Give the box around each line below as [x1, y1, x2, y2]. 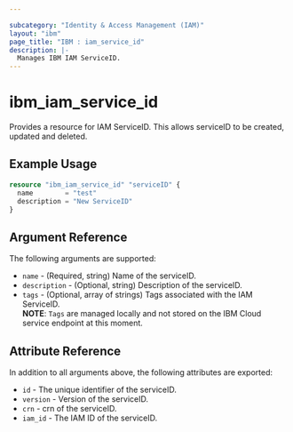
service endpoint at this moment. [21, 317, 144, 329]
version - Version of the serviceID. [21, 394, 149, 404]
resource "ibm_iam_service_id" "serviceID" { [9, 180, 180, 189]
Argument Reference [9, 229, 128, 244]
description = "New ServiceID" [17, 196, 133, 205]
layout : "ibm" [9, 28, 62, 38]
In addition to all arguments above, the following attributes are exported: [9, 367, 273, 378]
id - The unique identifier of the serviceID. [21, 384, 178, 395]
